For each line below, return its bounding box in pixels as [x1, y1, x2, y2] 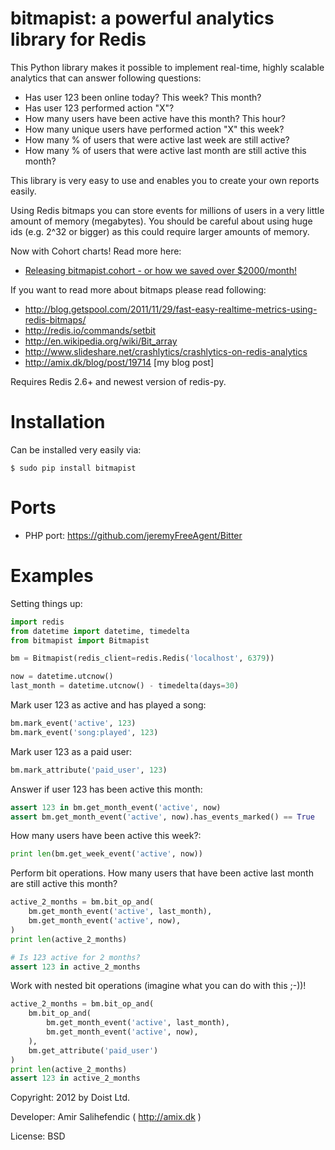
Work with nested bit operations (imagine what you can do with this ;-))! [10, 980, 307, 992]
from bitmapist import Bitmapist [10, 635, 150, 646]
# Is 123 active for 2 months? [10, 952, 141, 962]
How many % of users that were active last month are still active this [24, 144, 307, 156]
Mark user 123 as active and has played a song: [10, 699, 207, 711]
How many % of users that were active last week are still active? [24, 133, 290, 146]
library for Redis [10, 28, 147, 51]
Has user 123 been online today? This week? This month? [24, 91, 262, 103]
